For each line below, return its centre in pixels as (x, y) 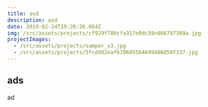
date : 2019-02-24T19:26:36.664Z (54, 26)
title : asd (23, 14)
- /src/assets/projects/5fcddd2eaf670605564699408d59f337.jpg (106, 53)
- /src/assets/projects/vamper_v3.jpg (70, 46)
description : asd (32, 20)
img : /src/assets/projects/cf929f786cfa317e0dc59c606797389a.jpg (104, 33)
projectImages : (29, 40)
